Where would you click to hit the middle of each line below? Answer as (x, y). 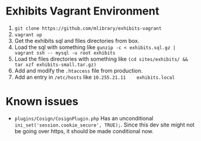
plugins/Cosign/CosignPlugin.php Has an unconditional (84, 118)
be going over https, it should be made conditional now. (84, 131)
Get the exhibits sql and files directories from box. (77, 41)
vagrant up (28, 34)
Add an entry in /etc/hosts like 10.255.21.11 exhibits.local (95, 77)
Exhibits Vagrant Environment (83, 11)
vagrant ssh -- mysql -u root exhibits (65, 53)
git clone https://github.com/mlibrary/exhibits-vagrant (88, 28)
